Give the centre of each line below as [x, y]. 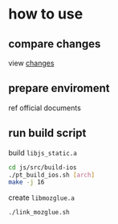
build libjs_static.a [43, 152]
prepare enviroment [59, 88]
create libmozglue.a [41, 197]
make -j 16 [26, 182]
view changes [31, 63]
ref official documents [45, 108]
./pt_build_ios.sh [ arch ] [51, 175]
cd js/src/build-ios [43, 167]
